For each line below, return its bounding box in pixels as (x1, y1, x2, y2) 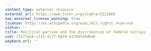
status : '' (5, 25, 28, 30)
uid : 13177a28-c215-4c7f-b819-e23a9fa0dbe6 (5, 34, 96, 39)
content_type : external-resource (5, 7, 74, 12)
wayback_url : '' (5, 39, 38, 44)
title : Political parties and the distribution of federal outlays (5, 30, 147, 34)
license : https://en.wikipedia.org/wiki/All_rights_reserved (5, 20, 133, 26)
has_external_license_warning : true (5, 16, 80, 21)
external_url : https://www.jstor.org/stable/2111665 (5, 12, 116, 17)
